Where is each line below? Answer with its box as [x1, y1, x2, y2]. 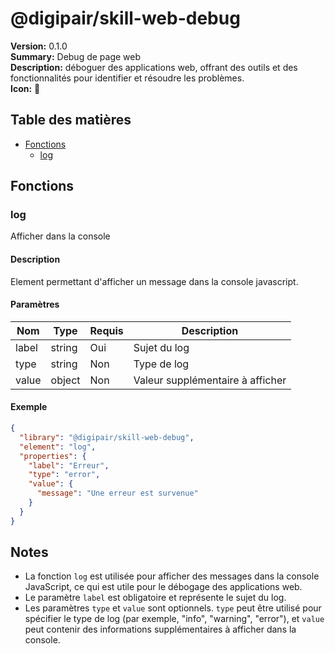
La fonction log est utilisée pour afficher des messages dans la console [24, 570, 320, 582]
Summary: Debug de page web [10, 50, 142, 62]
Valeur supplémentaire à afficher [133, 373, 287, 387]
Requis [89, 323, 124, 337]
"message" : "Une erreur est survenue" [36, 488, 199, 499]
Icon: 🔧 [10, 82, 41, 94]
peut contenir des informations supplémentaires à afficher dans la [24, 623, 297, 636]
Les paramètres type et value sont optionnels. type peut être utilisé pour [24, 602, 322, 614]
